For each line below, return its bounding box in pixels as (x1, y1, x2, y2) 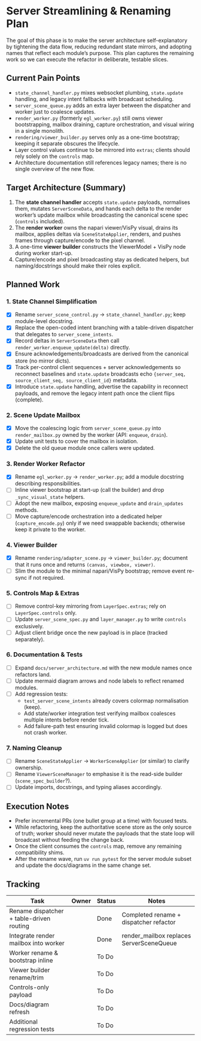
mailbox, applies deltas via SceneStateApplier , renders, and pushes (14, 230, 181, 238)
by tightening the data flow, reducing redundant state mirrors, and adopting (6, 43, 192, 50)
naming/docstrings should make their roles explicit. (14, 262, 142, 269)
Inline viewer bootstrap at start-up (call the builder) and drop (14, 486, 165, 494)
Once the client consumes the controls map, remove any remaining (14, 842, 182, 850)
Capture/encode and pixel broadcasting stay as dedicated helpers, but (14, 255, 190, 263)
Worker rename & (9, 949, 59, 957)
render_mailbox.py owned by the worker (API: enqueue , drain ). (14, 431, 168, 438)
